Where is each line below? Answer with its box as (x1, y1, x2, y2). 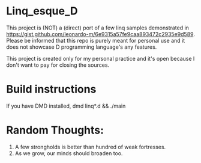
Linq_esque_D (6, 4, 78, 18)
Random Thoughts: (6, 123, 104, 137)
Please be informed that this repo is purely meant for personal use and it (6, 37, 185, 44)
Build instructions (6, 82, 97, 96)
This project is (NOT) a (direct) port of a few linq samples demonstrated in (6, 24, 189, 31)
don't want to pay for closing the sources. (6, 61, 110, 69)
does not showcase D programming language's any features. (6, 43, 157, 51)
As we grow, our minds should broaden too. (14, 149, 123, 157)
